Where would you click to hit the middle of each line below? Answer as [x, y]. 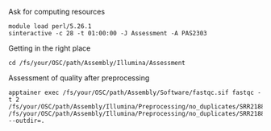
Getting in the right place [50, 48]
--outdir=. [27, 121]
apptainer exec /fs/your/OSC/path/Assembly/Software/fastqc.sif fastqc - [135, 92]
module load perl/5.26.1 [50, 27]
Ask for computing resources [57, 12]
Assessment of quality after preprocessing [79, 78]
